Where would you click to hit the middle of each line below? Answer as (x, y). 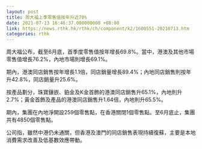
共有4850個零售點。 (31, 120)
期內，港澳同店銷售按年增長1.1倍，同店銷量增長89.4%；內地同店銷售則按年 (99, 72)
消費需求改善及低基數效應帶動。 (46, 140)
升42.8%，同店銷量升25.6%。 (44, 80)
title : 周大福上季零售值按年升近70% (47, 17)
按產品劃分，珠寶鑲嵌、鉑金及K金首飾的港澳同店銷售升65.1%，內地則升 (94, 92)
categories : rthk (28, 34)
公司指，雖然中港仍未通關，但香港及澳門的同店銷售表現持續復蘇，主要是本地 (101, 133)
